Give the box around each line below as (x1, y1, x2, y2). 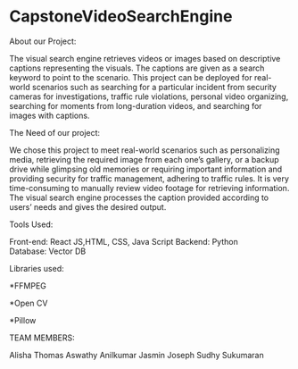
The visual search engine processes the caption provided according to (9, 192, 269, 203)
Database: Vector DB (9, 246, 87, 256)
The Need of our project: (9, 127, 101, 138)
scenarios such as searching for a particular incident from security (31, 81, 277, 92)
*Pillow (9, 314, 37, 325)
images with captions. (9, 110, 90, 121)
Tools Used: (9, 219, 54, 230)
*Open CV (9, 298, 48, 308)
